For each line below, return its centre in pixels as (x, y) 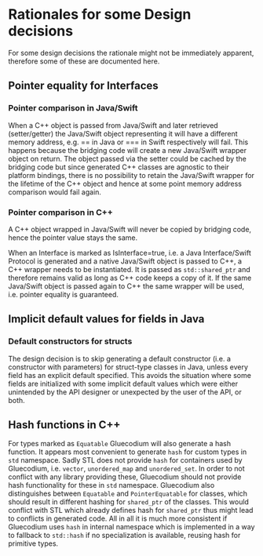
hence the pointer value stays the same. (73, 238)
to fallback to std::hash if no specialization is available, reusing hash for (124, 536)
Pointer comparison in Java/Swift (73, 108)
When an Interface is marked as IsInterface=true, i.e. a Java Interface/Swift (130, 253)
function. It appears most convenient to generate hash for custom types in (128, 452)
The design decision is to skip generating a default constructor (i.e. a (120, 358)
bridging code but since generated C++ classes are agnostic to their (119, 167)
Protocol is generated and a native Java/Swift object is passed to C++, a (125, 261)
